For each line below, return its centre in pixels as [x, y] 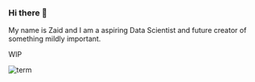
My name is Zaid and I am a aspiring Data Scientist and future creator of [127, 31]
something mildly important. [55, 39]
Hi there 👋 [28, 13]
